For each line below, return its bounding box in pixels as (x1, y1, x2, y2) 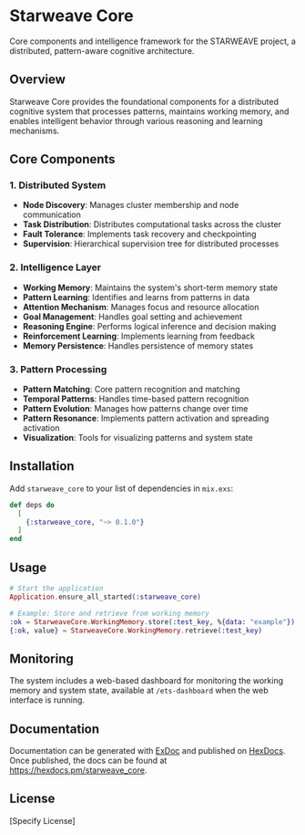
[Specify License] (9, 815, 76, 826)
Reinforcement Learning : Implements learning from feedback (22, 330, 255, 341)
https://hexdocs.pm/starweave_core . (9, 765, 147, 776)
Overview (9, 72, 66, 88)
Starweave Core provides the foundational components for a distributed (9, 96, 280, 107)
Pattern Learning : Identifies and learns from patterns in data (22, 291, 250, 302)
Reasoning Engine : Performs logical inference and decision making (22, 320, 277, 331)
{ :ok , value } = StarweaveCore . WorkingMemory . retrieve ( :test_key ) (9, 626, 263, 635)
